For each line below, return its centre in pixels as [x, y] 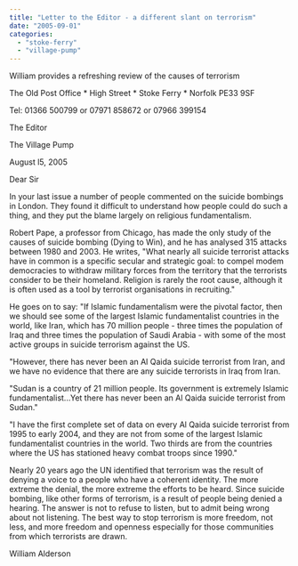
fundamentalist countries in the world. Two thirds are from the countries [141, 444]
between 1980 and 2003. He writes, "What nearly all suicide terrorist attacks [149, 252]
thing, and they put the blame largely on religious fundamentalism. [130, 215]
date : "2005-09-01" [45, 26]
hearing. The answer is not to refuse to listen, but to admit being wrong [139, 508]
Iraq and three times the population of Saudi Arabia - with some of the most [148, 336]
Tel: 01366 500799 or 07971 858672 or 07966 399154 [108, 110]
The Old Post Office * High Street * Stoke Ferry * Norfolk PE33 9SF [132, 93]
